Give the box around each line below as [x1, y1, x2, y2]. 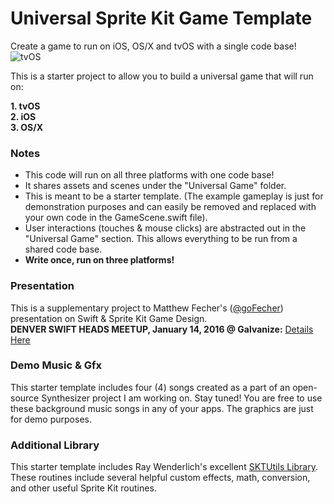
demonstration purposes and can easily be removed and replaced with [24, 201, 317, 213]
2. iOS [10, 110, 37, 122]
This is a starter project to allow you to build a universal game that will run [10, 70, 314, 82]
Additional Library [10, 438, 100, 452]
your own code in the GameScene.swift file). [24, 212, 208, 224]
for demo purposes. [10, 413, 92, 425]
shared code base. [24, 243, 103, 256]
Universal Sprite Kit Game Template [10, 7, 313, 30]
